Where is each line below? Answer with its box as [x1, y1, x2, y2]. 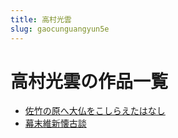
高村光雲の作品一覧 [10, 70, 169, 93]
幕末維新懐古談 [24, 117, 87, 130]
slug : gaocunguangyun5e [10, 24, 110, 34]
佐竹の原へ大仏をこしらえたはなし [24, 105, 166, 117]
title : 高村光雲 [10, 14, 72, 25]
